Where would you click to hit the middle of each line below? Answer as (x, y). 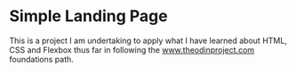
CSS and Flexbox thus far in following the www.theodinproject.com (132, 49)
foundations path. (41, 59)
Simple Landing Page (88, 16)
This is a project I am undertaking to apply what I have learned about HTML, (148, 40)
